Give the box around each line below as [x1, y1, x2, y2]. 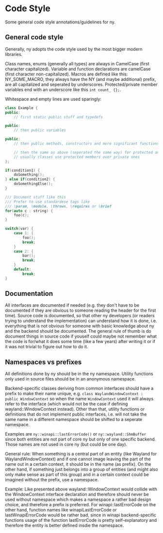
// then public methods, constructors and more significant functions [14, 141, 160, 146]
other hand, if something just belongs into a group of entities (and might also [5, 466, 158, 473]
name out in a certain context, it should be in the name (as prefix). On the [5, 461, 151, 467]
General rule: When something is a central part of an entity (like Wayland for [5, 451, 157, 457]
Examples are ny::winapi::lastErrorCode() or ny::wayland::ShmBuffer [5, 431, 147, 437]
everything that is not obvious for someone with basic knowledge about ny [5, 323, 154, 329]
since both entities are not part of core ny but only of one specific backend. [5, 437, 156, 442]
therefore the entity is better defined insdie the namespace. [5, 522, 124, 529]
